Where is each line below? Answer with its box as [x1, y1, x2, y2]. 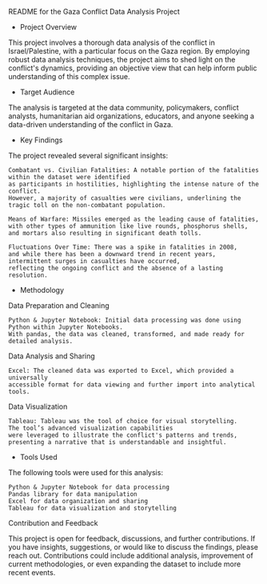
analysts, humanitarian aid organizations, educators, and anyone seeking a [8, 111, 254, 121]
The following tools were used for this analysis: [8, 468, 164, 477]
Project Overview [19, 22, 78, 31]
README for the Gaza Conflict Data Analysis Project [8, 7, 180, 16]
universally [8, 374, 48, 382]
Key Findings [19, 135, 63, 145]
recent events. [8, 568, 56, 577]
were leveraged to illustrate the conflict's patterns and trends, [8, 431, 238, 439]
